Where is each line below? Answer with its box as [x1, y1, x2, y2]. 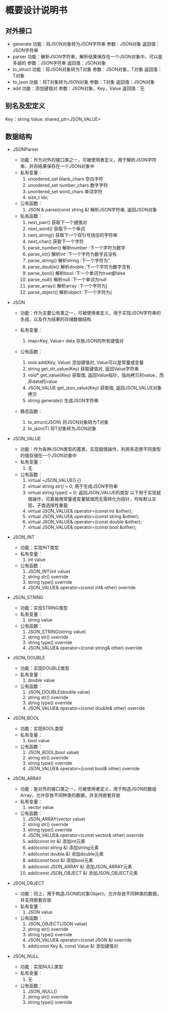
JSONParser [12, 146, 39, 152]
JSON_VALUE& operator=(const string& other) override [27, 645, 143, 651]
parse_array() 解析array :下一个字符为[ [27, 282, 108, 289]
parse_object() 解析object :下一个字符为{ [27, 289, 112, 295]
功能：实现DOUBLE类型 [20, 665, 70, 671]
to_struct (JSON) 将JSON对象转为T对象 [27, 419, 109, 425]
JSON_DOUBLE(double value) [27, 689, 90, 695]
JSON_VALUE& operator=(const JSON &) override [27, 937, 132, 943]
